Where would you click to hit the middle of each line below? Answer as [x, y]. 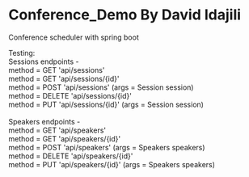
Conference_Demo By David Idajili [124, 15]
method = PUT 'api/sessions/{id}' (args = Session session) [106, 104]
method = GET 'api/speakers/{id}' [65, 138]
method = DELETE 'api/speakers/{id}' [71, 156]
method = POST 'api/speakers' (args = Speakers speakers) [107, 147]
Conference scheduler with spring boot [74, 37]
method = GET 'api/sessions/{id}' [64, 78]
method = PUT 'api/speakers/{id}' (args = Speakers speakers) [112, 164]
